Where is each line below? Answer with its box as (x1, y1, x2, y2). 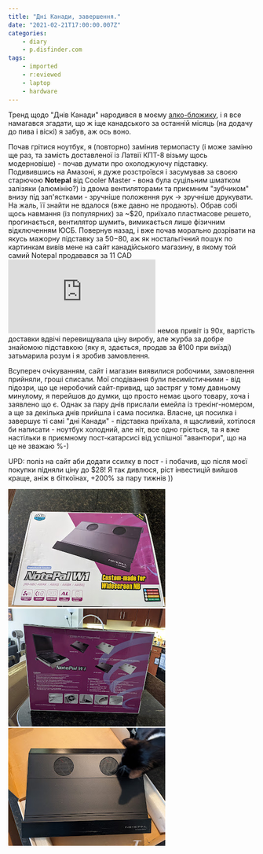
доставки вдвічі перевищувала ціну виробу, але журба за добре (8, 334, 225, 344)
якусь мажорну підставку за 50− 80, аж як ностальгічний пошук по (8, 234, 233, 243)
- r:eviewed (22, 71, 61, 79)
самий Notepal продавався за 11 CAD (8, 250, 132, 260)
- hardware (22, 87, 58, 95)
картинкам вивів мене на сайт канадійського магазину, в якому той (8, 242, 236, 252)
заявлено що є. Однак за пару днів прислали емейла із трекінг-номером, (8, 399, 255, 409)
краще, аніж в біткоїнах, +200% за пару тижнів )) (8, 473, 174, 483)
